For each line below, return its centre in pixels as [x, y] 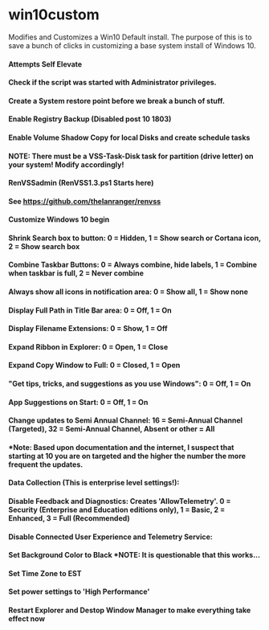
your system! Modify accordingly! [66, 164]
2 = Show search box [44, 246]
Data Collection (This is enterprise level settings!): [94, 483]
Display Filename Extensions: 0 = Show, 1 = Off [88, 329]
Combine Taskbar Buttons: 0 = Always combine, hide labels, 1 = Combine [133, 265]
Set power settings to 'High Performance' [79, 591]
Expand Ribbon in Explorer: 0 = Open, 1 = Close [88, 346]
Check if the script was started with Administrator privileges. [112, 83]
